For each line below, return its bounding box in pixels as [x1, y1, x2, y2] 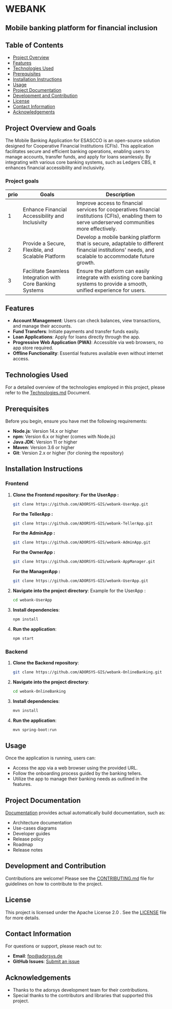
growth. [76, 259, 95, 266]
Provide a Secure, [23, 239, 66, 247]
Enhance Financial [23, 206, 67, 213]
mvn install [12, 708, 38, 713]
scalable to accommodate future [76, 252, 155, 259]
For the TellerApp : [12, 511, 53, 517]
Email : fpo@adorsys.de [12, 953, 62, 959]
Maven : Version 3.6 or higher [12, 444, 75, 450]
